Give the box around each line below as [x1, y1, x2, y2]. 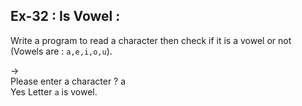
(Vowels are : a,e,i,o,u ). [10, 45, 113, 57]
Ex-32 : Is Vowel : [10, 8, 121, 25]
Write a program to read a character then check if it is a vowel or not [10, 34, 292, 46]
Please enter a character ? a [10, 75, 127, 87]
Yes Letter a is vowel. [10, 85, 98, 98]
